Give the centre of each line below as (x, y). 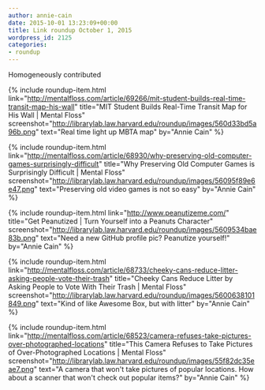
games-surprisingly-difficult (54, 164)
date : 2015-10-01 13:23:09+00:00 (63, 23)
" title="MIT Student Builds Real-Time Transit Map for (161, 107)
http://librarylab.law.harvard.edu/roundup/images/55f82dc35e (153, 361)
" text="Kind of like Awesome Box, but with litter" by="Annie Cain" (143, 304)
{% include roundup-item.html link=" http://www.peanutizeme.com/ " (119, 213)
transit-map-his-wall (41, 107)
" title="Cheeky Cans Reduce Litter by (171, 278)
